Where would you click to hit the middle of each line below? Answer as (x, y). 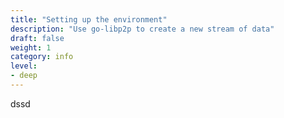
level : (24, 66)
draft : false (37, 38)
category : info (42, 57)
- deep (24, 76)
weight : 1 (31, 47)
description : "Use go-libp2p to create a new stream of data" (142, 29)
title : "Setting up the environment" (89, 19)
